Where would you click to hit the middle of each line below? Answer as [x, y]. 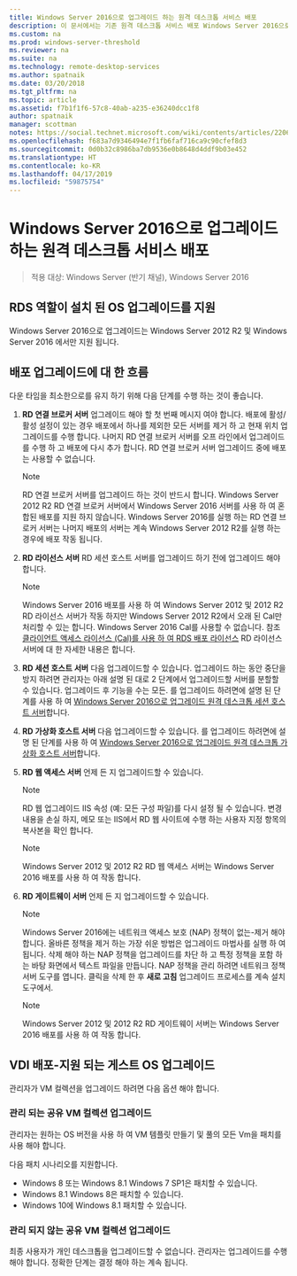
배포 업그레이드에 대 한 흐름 [79, 373]
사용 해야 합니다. [38, 1145]
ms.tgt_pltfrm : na [43, 91]
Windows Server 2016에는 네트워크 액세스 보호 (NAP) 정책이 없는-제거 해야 [153, 932]
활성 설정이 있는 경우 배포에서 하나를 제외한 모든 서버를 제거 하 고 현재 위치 [150, 425]
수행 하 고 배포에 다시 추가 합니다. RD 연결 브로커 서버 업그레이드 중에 [151, 447]
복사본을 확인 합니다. [57, 830]
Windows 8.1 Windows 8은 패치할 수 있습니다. [103, 1194]
